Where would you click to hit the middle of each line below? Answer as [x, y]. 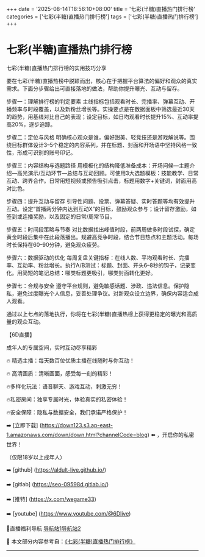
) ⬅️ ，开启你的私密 [171, 435]
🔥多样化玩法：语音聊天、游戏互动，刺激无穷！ [65, 386]
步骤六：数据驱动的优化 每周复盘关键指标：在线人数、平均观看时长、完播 [98, 257]
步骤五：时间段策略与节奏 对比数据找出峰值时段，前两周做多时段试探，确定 [101, 229]
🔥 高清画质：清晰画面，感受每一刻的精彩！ [60, 373]
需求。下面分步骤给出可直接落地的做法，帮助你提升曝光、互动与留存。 [95, 88]
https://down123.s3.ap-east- [77, 425]
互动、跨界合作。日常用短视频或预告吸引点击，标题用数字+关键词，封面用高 [102, 180]
